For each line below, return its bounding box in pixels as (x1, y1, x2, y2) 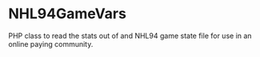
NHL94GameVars (8, 5, 126, 23)
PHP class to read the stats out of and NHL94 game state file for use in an (8, 31, 252, 40)
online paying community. (8, 39, 94, 48)
